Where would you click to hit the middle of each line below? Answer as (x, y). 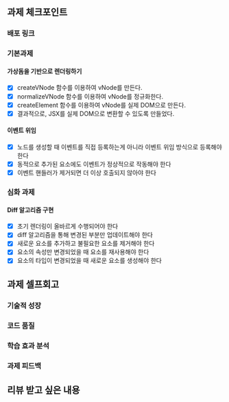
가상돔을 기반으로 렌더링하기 (45, 71)
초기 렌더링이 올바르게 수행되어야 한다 (68, 226)
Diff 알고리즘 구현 (31, 210)
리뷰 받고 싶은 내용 (44, 390)
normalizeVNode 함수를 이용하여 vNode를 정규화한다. (90, 96)
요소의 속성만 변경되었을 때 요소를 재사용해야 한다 (83, 252)
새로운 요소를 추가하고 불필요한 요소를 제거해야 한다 (86, 243)
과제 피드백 (24, 366)
